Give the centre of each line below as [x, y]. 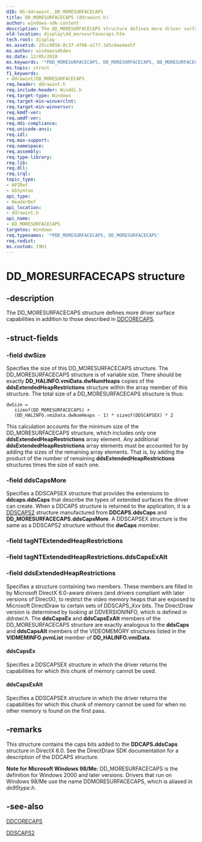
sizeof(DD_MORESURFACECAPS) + [52, 410]
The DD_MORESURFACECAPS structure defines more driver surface [91, 313]
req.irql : [19, 174]
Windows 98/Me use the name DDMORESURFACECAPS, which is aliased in [99, 781]
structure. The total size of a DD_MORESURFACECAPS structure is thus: [95, 394]
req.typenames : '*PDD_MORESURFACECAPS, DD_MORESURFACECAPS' [83, 235]
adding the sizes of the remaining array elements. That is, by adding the [95, 452]
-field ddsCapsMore [36, 480]
